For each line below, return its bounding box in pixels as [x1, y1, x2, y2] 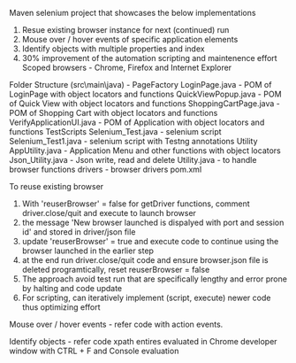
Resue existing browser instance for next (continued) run [21, 25, 230, 35]
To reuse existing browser [9, 181, 104, 191]
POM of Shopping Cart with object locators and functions [9, 108, 218, 118]
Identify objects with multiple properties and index [21, 43, 205, 54]
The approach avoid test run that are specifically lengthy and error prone [21, 274, 287, 284]
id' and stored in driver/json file [21, 227, 136, 237]
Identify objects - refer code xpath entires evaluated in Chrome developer [9, 336, 277, 346]
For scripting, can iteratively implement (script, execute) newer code [21, 292, 271, 303]
